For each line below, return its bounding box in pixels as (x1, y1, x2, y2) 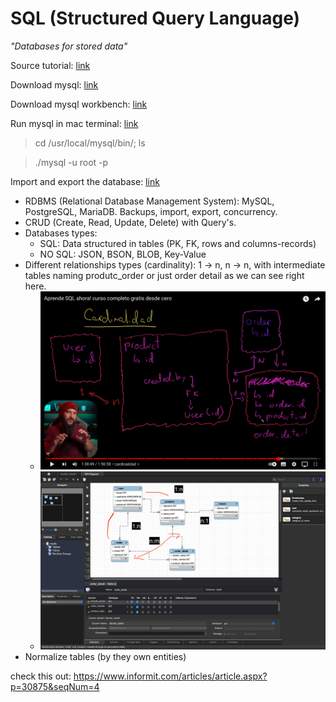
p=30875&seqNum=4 (10, 681, 100, 693)
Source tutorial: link (10, 59, 91, 71)
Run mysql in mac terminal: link (10, 117, 139, 129)
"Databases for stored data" (10, 40, 128, 52)
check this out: (10, 670, 72, 682)
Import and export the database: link (10, 175, 160, 187)
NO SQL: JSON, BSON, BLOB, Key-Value (39, 248, 207, 260)
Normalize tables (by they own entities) (24, 651, 187, 663)
